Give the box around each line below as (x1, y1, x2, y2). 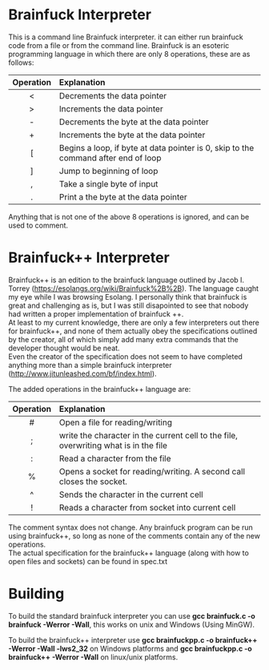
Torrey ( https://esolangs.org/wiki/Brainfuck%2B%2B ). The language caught (8, 283, 259, 293)
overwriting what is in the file (58, 439, 168, 450)
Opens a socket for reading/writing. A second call (58, 466, 246, 477)
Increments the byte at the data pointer (58, 129, 206, 140)
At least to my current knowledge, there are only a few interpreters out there (8, 317, 260, 327)
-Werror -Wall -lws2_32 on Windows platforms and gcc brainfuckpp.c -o (8, 644, 252, 653)
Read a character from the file (58, 453, 171, 464)
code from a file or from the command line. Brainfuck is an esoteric (8, 40, 230, 50)
